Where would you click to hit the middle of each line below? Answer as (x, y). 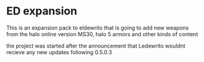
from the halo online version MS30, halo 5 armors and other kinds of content (102, 34)
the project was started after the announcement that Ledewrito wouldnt (96, 46)
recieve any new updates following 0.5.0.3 (59, 52)
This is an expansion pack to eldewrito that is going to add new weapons (97, 28)
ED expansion (42, 11)
